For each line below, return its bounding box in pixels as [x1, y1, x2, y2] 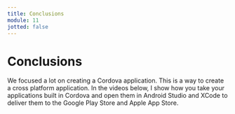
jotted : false [7, 23, 49, 30]
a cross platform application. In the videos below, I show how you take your [7, 84, 224, 92]
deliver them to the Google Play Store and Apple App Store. [7, 99, 179, 107]
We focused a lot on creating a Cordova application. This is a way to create [7, 76, 224, 85]
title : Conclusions [7, 10, 65, 17]
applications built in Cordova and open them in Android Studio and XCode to [7, 92, 228, 100]
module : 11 [7, 17, 39, 24]
